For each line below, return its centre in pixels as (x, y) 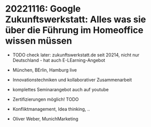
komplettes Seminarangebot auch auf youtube (61, 89)
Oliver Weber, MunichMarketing (45, 118)
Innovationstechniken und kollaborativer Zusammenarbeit (72, 80)
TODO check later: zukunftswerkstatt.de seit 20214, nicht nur (76, 55)
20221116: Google (43, 9)
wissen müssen (39, 41)
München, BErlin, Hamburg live (45, 70)
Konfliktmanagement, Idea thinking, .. (51, 109)
